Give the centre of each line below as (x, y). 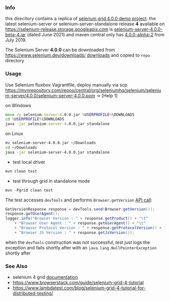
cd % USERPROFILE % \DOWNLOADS (35, 119)
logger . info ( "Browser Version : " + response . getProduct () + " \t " (77, 219)
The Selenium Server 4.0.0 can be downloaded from (60, 50)
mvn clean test (21, 171)
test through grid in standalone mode (51, 181)
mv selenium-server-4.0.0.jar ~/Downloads (51, 143)
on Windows (18, 105)
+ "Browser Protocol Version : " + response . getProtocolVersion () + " (90, 228)
